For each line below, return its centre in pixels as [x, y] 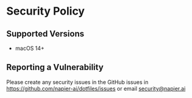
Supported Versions [45, 34]
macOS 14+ [30, 48]
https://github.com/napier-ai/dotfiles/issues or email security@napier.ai [96, 88]
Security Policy [46, 11]
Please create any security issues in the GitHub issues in [77, 82]
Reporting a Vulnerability [55, 67]
